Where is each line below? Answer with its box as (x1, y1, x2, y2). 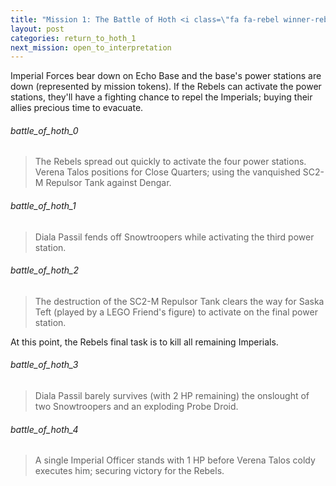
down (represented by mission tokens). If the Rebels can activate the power (10, 81, 322, 93)
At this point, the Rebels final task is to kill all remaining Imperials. (10, 336, 279, 348)
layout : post (10, 24, 65, 34)
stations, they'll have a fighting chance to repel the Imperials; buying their (10, 91, 313, 103)
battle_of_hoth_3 (10, 359, 79, 371)
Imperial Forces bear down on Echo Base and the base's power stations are (10, 70, 322, 82)
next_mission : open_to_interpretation (10, 42, 172, 53)
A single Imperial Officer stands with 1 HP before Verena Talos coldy (34, 454, 316, 466)
